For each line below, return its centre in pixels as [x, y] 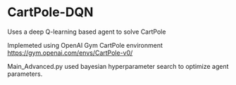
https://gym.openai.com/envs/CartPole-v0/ [70, 53]
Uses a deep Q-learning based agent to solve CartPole [87, 32]
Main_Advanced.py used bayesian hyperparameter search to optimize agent [118, 66]
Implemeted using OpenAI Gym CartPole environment [85, 45]
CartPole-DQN [50, 12]
